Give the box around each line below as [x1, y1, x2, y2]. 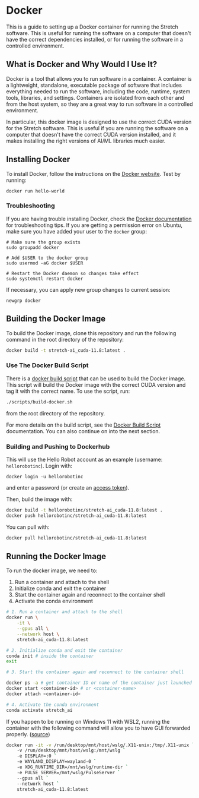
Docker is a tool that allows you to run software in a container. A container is [6, 75, 192, 82]
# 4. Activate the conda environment [6, 702, 99, 708]
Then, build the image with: [6, 496, 73, 503]
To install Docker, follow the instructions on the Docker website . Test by [6, 170, 181, 177]
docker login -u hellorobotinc [6, 474, 84, 480]
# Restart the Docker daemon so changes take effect [6, 270, 139, 276]
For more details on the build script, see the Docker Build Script [6, 421, 161, 428]
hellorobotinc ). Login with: [6, 462, 73, 469]
